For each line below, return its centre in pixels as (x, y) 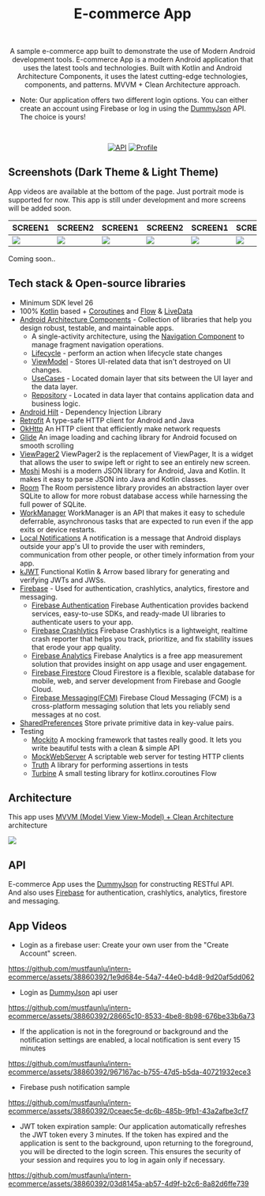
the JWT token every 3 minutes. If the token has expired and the (124, 1135)
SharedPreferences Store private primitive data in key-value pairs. (127, 723)
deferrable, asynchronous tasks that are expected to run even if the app (136, 521)
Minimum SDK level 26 (56, 302)
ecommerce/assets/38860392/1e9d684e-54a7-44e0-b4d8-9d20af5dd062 (131, 977)
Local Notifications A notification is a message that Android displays (130, 538)
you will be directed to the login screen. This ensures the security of (130, 1151)
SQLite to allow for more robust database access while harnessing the (134, 496)
